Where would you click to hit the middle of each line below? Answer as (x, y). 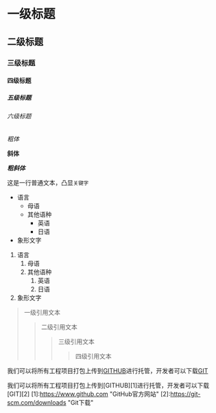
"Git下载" (81, 402)
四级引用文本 (93, 356)
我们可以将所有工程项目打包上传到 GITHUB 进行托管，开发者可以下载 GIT (108, 370)
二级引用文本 (59, 326)
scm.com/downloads (37, 402)
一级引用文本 (42, 312)
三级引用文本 (76, 342)
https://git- (185, 394)
